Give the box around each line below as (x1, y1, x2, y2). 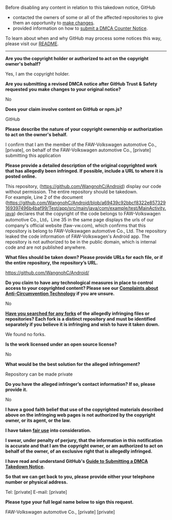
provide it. (5, 386, 28, 393)
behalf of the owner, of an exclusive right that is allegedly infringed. (5, 448, 153, 454)
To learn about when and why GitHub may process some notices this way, (5, 35, 162, 41)
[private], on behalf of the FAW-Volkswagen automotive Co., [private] (5, 147, 151, 153)
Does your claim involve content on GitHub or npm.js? (5, 106, 122, 112)
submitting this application (5, 153, 61, 158)
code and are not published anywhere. (5, 244, 87, 250)
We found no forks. (5, 331, 46, 337)
